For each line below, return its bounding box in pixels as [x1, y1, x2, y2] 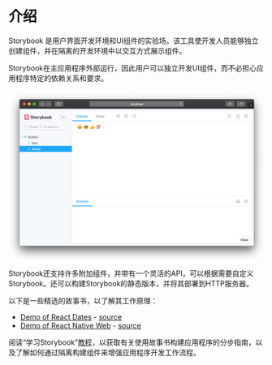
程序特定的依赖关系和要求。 [15, 73, 108, 83]
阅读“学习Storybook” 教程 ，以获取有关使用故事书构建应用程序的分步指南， [8, 337, 256, 347]
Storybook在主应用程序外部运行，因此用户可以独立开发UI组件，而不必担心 [8, 62, 257, 73]
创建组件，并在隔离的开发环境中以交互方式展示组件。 [8, 45, 187, 55]
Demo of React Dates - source [19, 311, 123, 321]
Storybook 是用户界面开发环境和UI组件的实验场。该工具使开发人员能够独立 [8, 36, 259, 45]
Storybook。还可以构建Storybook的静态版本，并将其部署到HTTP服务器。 [8, 278, 254, 288]
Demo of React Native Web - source [19, 320, 142, 330]
